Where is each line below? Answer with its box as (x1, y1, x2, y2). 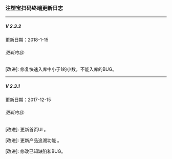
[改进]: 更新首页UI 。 (5, 126, 49, 132)
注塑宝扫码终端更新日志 (5, 4, 63, 11)
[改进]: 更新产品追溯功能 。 (5, 137, 62, 143)
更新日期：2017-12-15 (5, 96, 51, 103)
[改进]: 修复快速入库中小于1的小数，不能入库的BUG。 (5, 66, 117, 72)
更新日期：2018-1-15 (5, 37, 49, 43)
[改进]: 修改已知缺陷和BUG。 (5, 148, 66, 154)
